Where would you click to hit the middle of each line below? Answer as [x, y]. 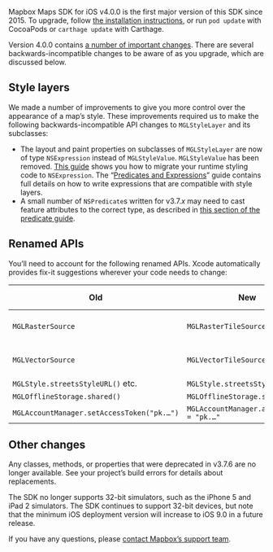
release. [22, 524]
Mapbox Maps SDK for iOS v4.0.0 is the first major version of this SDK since [136, 12]
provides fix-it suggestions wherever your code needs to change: [118, 272]
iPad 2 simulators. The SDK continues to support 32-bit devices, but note [131, 506]
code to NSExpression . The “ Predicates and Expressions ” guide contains [141, 175]
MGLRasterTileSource [226, 326]
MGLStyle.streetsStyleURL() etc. [75, 383]
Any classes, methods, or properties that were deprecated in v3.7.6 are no [132, 464]
